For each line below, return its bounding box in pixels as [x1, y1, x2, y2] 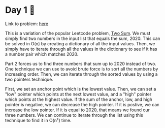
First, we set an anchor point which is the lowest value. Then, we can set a [5, 86, 156, 92]
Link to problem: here [5, 21, 48, 27]
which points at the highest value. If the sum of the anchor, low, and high [5, 96, 153, 102]
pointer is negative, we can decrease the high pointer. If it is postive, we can [5, 101, 160, 107]
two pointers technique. [5, 76, 53, 82]
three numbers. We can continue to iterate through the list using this [5, 112, 143, 118]
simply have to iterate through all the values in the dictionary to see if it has [5, 46, 158, 52]
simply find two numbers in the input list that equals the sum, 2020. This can [5, 35, 161, 41]
